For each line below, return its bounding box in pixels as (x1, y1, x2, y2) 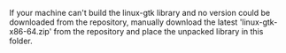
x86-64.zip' (9, 26, 52, 36)
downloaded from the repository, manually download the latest (9, 17, 238, 27)
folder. (9, 35, 33, 46)
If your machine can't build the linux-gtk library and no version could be (9, 8, 271, 18)
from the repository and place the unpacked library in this (53, 26, 264, 36)
